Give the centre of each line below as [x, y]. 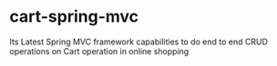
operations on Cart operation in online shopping [99, 51]
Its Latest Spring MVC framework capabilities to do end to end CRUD [139, 42]
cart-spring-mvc [74, 17]
